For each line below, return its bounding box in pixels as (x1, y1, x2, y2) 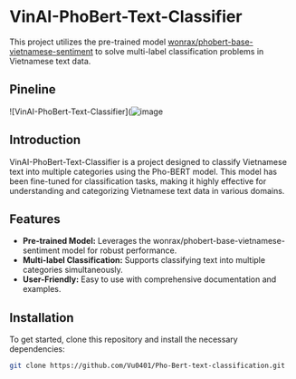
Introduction (9, 132, 81, 148)
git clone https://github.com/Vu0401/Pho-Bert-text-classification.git (9, 361, 285, 371)
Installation (9, 310, 74, 326)
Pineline (9, 82, 56, 97)
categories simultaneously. (22, 265, 124, 276)
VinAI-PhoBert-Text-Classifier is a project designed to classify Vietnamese (9, 156, 288, 167)
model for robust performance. (62, 245, 177, 256)
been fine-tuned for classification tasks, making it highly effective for (9, 175, 267, 187)
